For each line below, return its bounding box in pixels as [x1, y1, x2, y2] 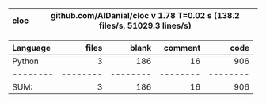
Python [12, 55, 40, 67]
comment [163, 43, 200, 53]
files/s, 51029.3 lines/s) [98, 20, 192, 31]
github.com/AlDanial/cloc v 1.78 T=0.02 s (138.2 [50, 10, 240, 21]
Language [12, 43, 51, 53]
